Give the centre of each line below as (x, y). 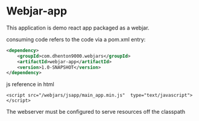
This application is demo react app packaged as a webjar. (78, 28)
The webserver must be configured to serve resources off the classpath (96, 112)
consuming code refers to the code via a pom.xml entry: (76, 39)
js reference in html (30, 84)
